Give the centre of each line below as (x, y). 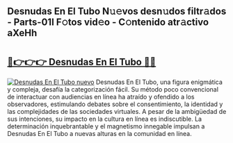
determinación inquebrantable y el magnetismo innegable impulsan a (106, 126)
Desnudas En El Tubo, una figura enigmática (159, 82)
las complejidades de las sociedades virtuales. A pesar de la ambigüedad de (117, 111)
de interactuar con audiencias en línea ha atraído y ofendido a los (101, 97)
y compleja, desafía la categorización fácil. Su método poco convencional (113, 89)
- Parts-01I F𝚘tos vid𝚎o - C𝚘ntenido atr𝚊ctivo (108, 23)
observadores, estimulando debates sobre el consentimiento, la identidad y (115, 104)
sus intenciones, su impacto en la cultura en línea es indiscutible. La (105, 119)
